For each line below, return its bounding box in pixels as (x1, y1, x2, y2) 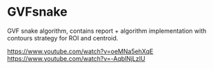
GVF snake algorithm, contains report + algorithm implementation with (7, 27, 207, 35)
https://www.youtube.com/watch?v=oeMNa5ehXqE (7, 47, 154, 55)
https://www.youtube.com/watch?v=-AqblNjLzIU (7, 54, 146, 62)
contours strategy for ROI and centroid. (7, 33, 119, 42)
